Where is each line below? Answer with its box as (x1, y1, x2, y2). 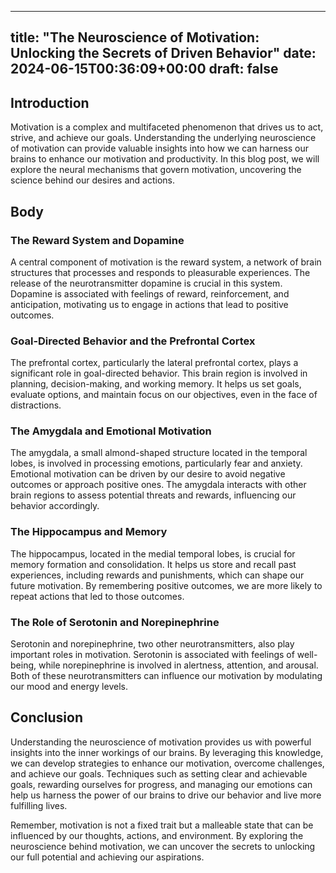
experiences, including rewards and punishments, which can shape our (10, 569, 305, 581)
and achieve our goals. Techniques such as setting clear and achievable (10, 767, 308, 780)
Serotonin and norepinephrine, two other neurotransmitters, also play (10, 638, 295, 650)
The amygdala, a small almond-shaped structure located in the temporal (10, 447, 308, 459)
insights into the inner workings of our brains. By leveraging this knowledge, (10, 746, 324, 758)
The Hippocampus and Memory (10, 525, 168, 539)
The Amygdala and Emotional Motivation (10, 424, 212, 438)
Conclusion (10, 709, 84, 726)
